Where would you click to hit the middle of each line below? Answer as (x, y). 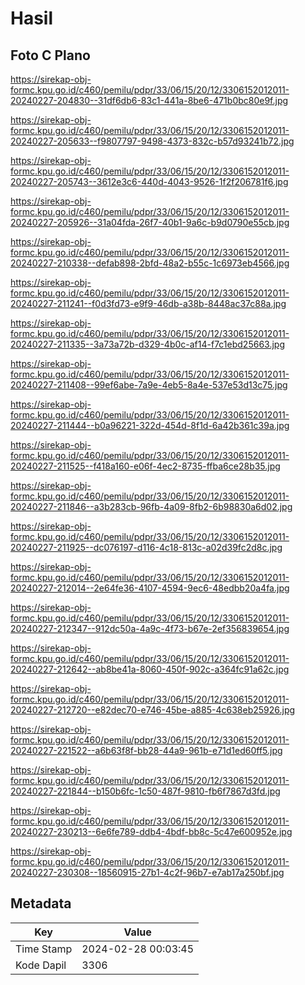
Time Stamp (44, 949)
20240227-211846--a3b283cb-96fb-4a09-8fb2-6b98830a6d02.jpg (151, 506)
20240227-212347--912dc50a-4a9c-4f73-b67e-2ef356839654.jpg (150, 628)
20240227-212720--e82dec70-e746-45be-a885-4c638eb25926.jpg (153, 710)
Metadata (41, 903)
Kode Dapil (41, 965)
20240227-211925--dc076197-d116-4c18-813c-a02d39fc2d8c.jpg (146, 547)
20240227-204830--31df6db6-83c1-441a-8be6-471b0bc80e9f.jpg (149, 100)
